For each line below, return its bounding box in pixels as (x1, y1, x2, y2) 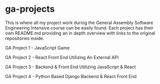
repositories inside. (5, 35, 45, 41)
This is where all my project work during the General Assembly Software (5, 20, 153, 26)
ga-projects (5, 3, 55, 15)
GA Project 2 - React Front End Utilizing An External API (5, 54, 119, 60)
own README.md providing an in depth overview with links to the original (5, 30, 156, 36)
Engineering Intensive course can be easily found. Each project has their (5, 25, 154, 30)
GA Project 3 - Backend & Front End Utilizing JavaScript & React (5, 64, 136, 70)
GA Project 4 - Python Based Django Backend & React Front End (5, 73, 137, 79)
